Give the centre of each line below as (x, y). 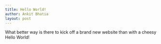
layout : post (18, 18)
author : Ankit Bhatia (27, 14)
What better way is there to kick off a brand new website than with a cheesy (81, 32)
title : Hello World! (26, 9)
